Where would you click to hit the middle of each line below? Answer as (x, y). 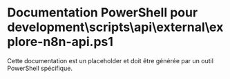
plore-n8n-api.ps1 (60, 42)
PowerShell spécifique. (40, 68)
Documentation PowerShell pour (103, 13)
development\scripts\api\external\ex (115, 27)
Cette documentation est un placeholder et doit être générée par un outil (111, 60)
